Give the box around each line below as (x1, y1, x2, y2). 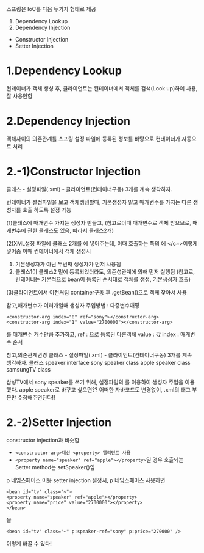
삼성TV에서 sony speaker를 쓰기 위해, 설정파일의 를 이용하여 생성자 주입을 (6, 378, 184, 386)
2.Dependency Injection (6, 114, 131, 128)
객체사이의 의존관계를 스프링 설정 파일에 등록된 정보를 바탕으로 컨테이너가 (6, 135, 181, 142)
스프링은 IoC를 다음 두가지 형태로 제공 (6, 5, 96, 12)
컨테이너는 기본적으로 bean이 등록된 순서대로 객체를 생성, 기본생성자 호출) (15, 276, 191, 283)
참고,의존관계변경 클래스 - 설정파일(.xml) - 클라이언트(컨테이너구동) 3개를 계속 (6, 351, 192, 359)
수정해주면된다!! (17, 394, 55, 401)
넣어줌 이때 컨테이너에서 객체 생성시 (6, 247, 91, 255)
